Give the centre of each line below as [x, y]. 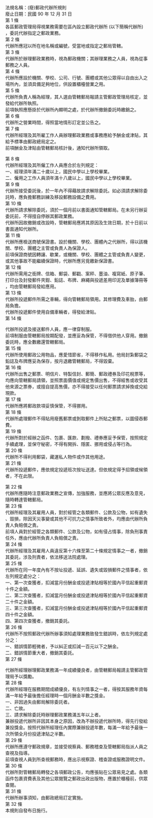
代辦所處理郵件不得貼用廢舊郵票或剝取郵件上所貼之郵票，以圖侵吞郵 [76, 418]
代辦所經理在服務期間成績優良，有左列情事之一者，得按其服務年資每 [76, 689]
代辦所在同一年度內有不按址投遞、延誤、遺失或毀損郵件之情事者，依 [76, 570]
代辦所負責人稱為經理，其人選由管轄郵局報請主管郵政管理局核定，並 [76, 97]
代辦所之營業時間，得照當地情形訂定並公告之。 [54, 122]
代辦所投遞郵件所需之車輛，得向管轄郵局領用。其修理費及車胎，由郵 [76, 299]
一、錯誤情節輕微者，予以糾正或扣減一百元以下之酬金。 [63, 646]
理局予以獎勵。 [21, 676]
